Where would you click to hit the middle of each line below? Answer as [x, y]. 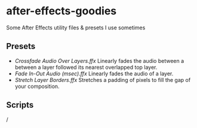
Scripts [20, 105]
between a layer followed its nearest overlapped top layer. [86, 67]
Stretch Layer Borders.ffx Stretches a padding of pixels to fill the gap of [103, 80]
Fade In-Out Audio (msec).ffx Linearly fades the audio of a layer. [94, 74]
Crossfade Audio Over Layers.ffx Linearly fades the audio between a [99, 60]
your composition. [37, 86]
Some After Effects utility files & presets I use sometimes [76, 28]
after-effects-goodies [61, 11]
